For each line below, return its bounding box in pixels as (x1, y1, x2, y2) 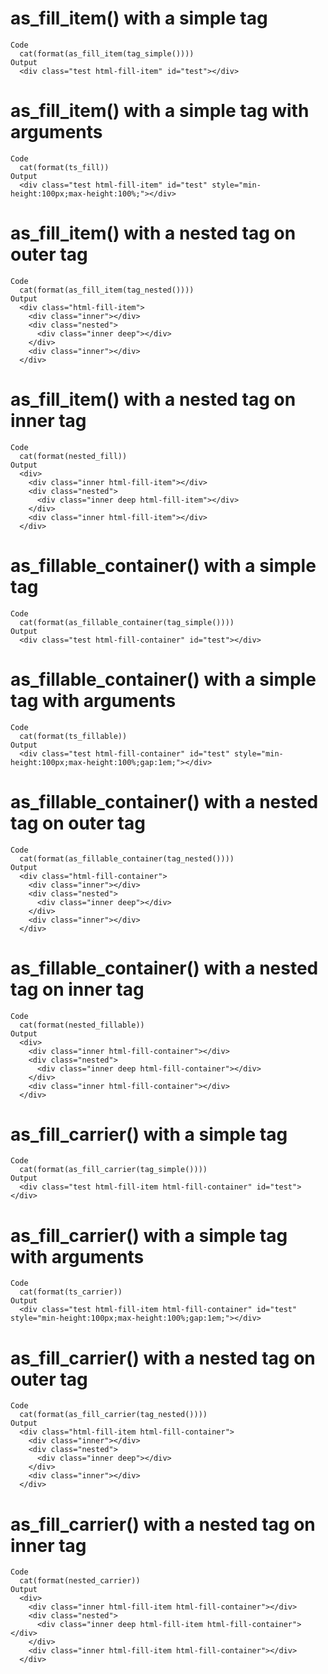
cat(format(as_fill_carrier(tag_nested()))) (19, 1410, 208, 1420)
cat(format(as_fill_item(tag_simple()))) (19, 48, 195, 59)
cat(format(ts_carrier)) (19, 1287, 123, 1297)
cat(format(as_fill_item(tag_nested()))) (19, 285, 195, 295)
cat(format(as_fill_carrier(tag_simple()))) (19, 1165, 208, 1175)
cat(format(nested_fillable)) (19, 1020, 145, 1030)
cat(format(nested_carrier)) (19, 1576, 141, 1586)
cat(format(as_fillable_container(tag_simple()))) (19, 617, 235, 627)
